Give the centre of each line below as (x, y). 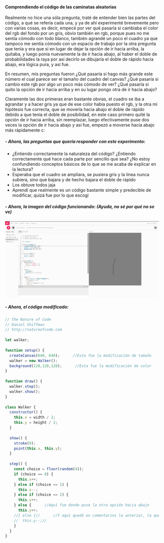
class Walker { (20, 407)
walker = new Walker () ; (33, 361)
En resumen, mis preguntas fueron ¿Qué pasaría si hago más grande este (79, 74)
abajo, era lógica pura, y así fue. (37, 65)
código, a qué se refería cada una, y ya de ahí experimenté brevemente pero (82, 23)
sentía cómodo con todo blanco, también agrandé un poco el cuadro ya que (81, 39)
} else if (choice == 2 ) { (41, 495)
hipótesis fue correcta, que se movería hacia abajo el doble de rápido (75, 110)
